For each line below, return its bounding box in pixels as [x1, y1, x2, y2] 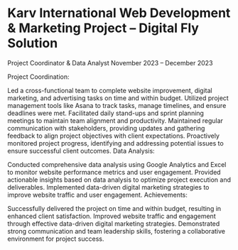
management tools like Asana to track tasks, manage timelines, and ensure [7, 101, 227, 109]
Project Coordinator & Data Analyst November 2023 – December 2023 [7, 58, 213, 67]
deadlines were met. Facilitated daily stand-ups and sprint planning [7, 109, 205, 117]
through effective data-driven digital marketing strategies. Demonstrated [7, 219, 220, 228]
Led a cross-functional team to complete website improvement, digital [7, 86, 212, 94]
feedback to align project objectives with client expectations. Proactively [7, 131, 220, 140]
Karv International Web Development [7, 5, 231, 21]
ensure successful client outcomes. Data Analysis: [7, 146, 155, 155]
